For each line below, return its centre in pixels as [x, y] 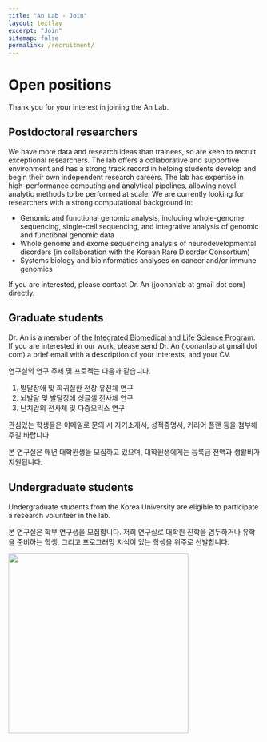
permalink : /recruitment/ [51, 46]
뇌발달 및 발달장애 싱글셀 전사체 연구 [76, 397]
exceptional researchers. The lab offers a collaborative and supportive [124, 160]
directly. [22, 293]
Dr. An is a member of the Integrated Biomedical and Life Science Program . [132, 337]
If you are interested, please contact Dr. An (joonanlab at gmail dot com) [127, 284]
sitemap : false [34, 38]
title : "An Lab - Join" [48, 16]
